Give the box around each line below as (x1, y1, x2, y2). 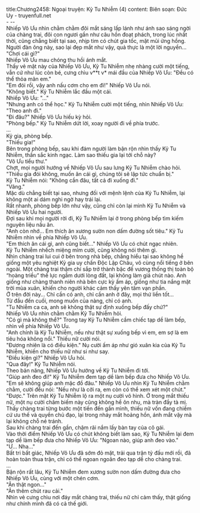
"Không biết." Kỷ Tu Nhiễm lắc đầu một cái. (6, 88, 112, 95)
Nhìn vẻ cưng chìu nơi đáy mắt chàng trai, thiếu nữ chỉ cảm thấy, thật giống (6, 494, 191, 500)
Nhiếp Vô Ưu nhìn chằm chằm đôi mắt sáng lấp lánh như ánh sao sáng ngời (6, 24, 191, 32)
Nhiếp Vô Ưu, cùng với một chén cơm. (6, 475, 100, 481)
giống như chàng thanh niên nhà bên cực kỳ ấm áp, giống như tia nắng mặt (6, 278, 191, 285)
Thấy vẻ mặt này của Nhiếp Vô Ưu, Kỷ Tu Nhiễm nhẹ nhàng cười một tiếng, (6, 63, 190, 70)
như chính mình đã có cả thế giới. (6, 500, 88, 507)
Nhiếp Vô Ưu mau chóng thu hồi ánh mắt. (6, 57, 107, 63)
